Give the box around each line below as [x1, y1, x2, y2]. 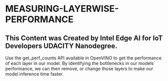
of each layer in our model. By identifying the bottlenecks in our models [5, 60, 154, 66]
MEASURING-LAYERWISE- [5, 3, 119, 15]
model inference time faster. [5, 71, 64, 77]
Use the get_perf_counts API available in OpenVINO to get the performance [5, 55, 162, 61]
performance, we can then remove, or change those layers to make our [5, 66, 153, 71]
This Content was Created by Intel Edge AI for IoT [5, 34, 163, 42]
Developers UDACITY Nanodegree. [5, 41, 118, 50]
